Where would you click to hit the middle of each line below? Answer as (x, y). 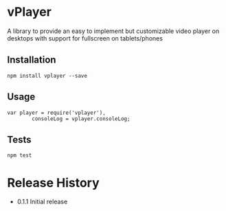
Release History (53, 182)
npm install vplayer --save (47, 76)
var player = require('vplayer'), (57, 113)
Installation (32, 60)
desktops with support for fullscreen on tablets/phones (85, 38)
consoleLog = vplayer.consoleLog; (81, 119)
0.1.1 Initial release (42, 202)
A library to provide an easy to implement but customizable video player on (113, 31)
